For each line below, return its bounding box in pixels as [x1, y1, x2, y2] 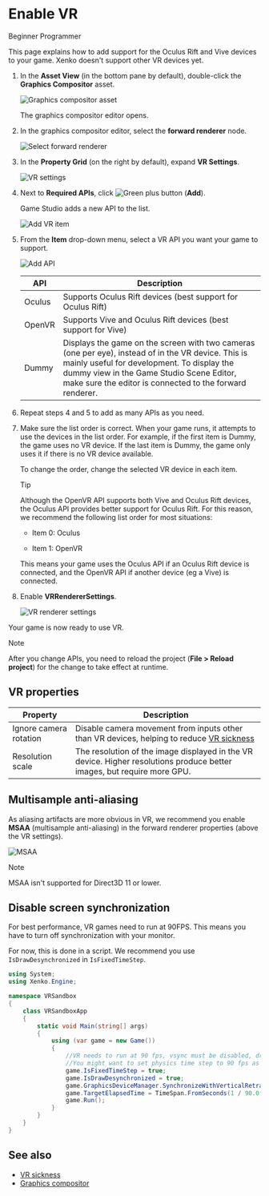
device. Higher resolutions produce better [74, 755, 232, 767]
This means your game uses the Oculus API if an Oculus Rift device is [19, 558, 250, 569]
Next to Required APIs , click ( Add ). [19, 187, 206, 197]
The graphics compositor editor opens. [19, 110, 149, 120]
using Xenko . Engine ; [8, 978, 78, 986]
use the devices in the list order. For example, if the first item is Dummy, [19, 432, 256, 441]
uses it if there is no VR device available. [19, 449, 154, 458]
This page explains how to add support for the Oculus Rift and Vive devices [8, 46, 257, 56]
